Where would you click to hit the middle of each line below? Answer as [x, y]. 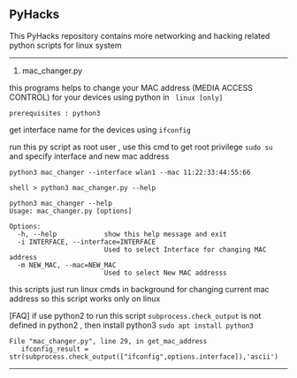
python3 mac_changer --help [61, 203]
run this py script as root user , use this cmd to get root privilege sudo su [141, 147]
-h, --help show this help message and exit [122, 234]
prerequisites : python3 [55, 113]
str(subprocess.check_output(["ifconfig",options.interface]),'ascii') [144, 357]
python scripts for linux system [65, 45]
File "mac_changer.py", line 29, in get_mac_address [108, 341]
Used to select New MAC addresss [165, 273]
